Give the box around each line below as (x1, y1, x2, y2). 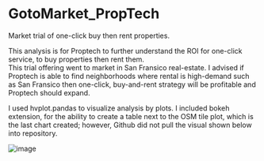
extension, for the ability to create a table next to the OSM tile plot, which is (8, 111, 254, 121)
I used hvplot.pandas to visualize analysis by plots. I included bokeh (8, 103, 230, 113)
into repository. (8, 128, 58, 138)
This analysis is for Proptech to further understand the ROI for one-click (8, 46, 243, 55)
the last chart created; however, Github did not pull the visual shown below (8, 120, 252, 129)
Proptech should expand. (8, 88, 90, 97)
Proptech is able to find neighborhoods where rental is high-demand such (8, 71, 250, 80)
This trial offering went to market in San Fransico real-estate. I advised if (8, 62, 244, 72)
